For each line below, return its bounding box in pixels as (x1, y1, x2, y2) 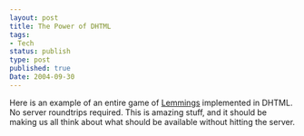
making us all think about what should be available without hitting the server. (9, 116, 296, 127)
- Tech (9, 38, 34, 48)
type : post (9, 55, 51, 64)
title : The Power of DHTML (9, 22, 112, 31)
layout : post (9, 13, 59, 23)
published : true (9, 64, 71, 73)
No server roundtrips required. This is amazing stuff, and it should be (9, 106, 268, 118)
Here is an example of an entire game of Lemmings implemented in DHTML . (9, 97, 293, 108)
